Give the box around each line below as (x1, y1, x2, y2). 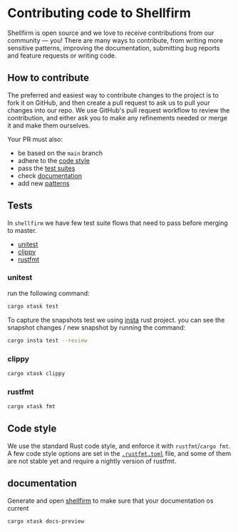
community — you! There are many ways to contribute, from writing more (7, 36, 223, 44)
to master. (7, 226, 37, 234)
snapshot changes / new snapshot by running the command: (7, 323, 186, 332)
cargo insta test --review (7, 337, 88, 344)
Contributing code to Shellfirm (7, 5, 191, 21)
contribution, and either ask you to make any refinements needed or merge (7, 113, 228, 122)
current (7, 504, 29, 512)
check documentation (17, 171, 82, 179)
